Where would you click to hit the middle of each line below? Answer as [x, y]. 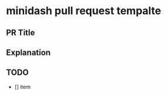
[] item [23, 87]
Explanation [29, 52]
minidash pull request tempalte [84, 11]
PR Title [21, 33]
